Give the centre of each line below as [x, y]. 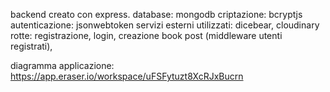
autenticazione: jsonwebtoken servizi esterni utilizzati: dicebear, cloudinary [165, 25]
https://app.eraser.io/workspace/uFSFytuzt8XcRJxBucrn [127, 76]
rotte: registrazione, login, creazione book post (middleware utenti [146, 35]
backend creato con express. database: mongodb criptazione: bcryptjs [156, 14]
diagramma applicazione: [62, 65]
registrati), [31, 46]
